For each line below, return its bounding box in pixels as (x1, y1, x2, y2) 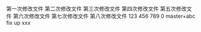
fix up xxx (6, 20, 31, 26)
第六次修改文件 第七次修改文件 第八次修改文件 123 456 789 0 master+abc (13, 12, 196, 20)
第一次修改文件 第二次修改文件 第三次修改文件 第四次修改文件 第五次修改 (6, 5, 187, 12)
